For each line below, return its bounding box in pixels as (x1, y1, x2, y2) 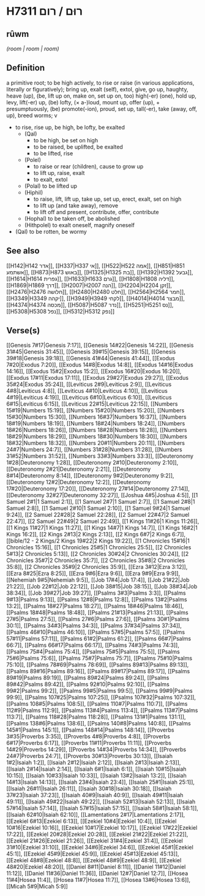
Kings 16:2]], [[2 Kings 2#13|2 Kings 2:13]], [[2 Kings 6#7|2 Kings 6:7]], (6, 531, 185, 538)
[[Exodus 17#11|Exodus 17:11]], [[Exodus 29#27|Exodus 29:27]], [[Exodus (6, 374, 188, 382)
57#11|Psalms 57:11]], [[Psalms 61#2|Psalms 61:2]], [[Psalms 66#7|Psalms (6, 635, 192, 643)
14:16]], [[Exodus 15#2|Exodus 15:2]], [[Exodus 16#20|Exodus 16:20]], (6, 368, 182, 375)
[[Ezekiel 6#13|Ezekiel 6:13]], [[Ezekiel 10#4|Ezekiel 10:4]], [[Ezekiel (6, 817, 177, 825)
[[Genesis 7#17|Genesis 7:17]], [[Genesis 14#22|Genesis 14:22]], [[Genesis (6, 342, 194, 349)
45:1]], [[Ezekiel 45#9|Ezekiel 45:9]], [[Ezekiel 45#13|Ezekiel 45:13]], (6, 850, 179, 857)
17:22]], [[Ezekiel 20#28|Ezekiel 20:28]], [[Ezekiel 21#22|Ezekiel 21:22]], (6, 830, 188, 838)
